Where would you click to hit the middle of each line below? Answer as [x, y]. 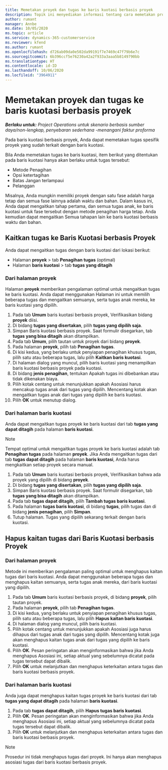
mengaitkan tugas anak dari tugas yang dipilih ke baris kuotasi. [77, 395]
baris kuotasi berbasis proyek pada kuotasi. [57, 368]
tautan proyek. [27, 602]
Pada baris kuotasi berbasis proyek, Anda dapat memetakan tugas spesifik [82, 140]
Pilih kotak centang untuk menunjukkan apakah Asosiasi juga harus [82, 629]
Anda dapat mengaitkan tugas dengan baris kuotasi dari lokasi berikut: [78, 250]
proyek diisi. [25, 320]
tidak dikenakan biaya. [35, 378]
